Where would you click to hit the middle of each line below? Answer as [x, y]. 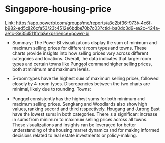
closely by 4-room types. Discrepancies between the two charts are [81, 84]
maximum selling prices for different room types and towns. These [80, 48]
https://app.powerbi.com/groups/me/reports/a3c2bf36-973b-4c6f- [84, 23]
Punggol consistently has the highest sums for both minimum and [78, 98]
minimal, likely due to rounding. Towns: [52, 89]
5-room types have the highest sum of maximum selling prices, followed [85, 78]
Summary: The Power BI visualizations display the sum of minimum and [84, 42]
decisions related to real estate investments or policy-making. [74, 135]
